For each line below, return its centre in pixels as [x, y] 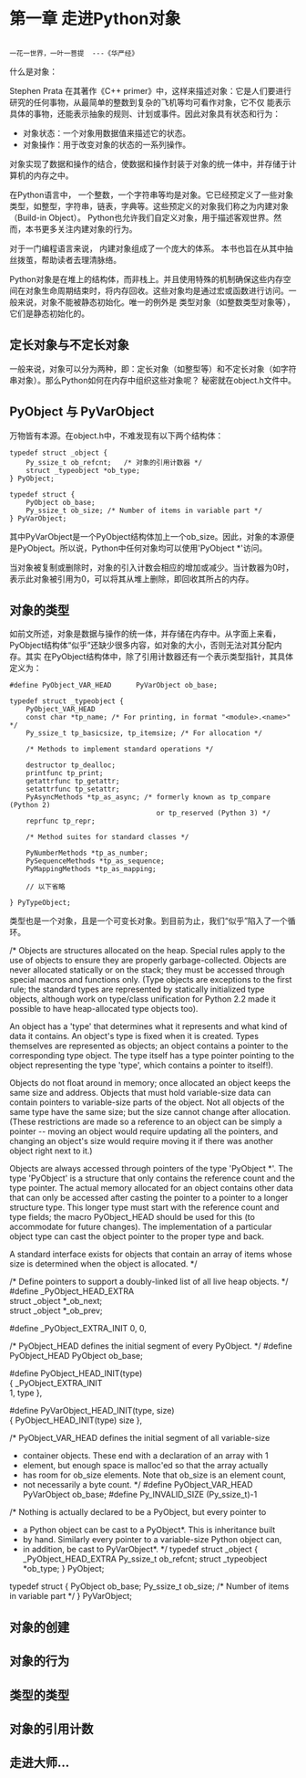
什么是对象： [33, 71]
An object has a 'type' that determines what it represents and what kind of [149, 1026]
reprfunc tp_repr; [61, 821]
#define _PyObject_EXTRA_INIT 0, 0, [78, 1329]
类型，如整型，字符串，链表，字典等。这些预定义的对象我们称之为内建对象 [149, 205]
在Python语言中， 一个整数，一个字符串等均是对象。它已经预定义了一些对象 [152, 195]
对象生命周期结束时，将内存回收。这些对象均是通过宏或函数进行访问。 [157, 290]
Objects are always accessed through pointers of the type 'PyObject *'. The [151, 1169]
